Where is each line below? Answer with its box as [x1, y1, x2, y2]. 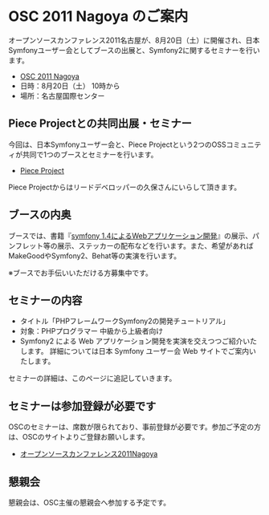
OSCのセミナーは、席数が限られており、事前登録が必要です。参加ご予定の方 [8, 422, 262, 432]
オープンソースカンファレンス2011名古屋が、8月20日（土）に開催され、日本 [8, 35, 260, 45]
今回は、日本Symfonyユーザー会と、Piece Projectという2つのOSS [8, 140, 226, 149]
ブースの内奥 [8, 208, 71, 221]
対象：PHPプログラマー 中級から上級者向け [19, 326, 164, 336]
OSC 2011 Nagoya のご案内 [8, 7, 189, 26]
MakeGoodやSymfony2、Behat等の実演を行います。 [8, 250, 181, 261]
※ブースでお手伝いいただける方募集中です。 [8, 268, 153, 278]
